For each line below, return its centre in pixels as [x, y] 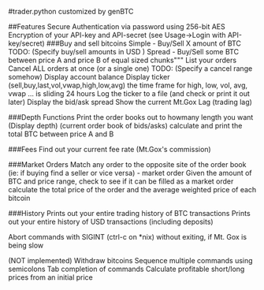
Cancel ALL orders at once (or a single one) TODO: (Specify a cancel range [130, 69]
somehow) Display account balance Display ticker [89, 77]
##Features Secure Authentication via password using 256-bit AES [117, 26]
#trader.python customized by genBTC [71, 11]
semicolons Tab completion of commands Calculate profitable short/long [126, 269]
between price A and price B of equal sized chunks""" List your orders [123, 60]
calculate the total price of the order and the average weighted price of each [132, 190]
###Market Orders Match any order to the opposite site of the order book [127, 164]
